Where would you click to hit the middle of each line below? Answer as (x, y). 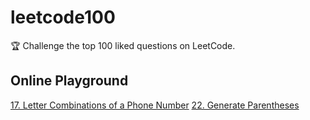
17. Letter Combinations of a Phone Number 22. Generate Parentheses (155, 105)
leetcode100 (63, 17)
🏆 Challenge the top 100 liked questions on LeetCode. (123, 45)
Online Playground (69, 81)
